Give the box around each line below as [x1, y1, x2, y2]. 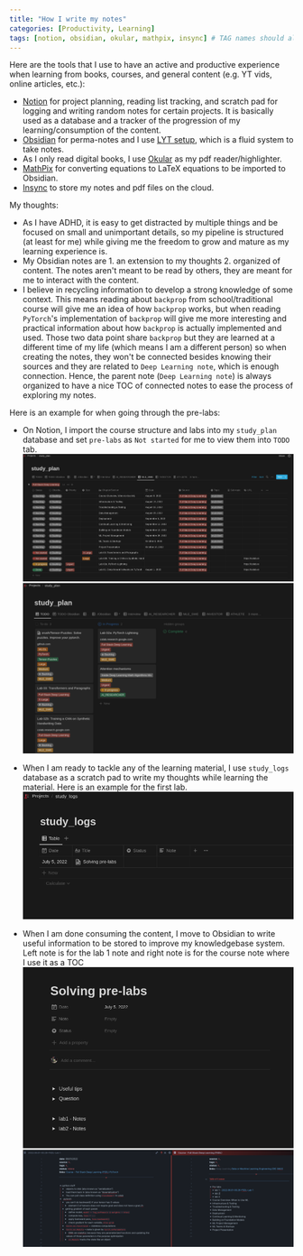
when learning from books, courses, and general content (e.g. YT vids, [9, 69, 272, 80]
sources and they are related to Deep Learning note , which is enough [22, 361, 280, 372]
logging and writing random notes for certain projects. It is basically [22, 106, 274, 116]
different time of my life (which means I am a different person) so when [22, 342, 287, 353]
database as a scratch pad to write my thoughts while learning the [22, 771, 269, 782]
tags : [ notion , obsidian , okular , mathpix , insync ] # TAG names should [9, 33, 284, 42]
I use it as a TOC [22, 956, 84, 967]
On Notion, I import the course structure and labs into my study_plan [22, 425, 278, 436]
